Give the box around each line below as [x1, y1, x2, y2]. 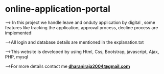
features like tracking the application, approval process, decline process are [5, 24, 158, 30]
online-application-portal [5, 3, 111, 15]
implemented [5, 30, 32, 36]
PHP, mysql [5, 54, 28, 59]
